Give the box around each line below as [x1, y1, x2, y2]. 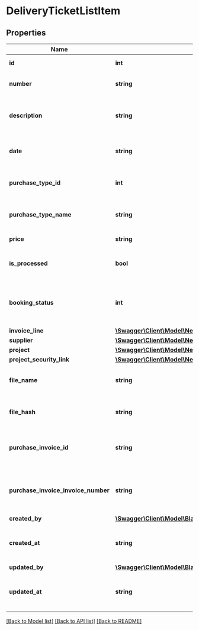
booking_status [9, 299, 54, 306]
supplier [9, 336, 33, 344]
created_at [9, 539, 40, 547]
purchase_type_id [9, 179, 61, 187]
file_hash [9, 408, 36, 416]
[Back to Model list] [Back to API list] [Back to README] [6, 618, 142, 625]
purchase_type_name [9, 211, 72, 218]
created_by [9, 515, 42, 522]
